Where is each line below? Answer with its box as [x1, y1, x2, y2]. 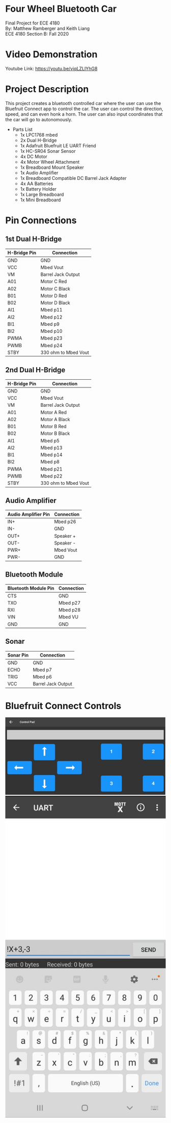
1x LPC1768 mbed [20, 132, 58, 138]
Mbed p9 [40, 321, 60, 327]
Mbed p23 [40, 335, 63, 342]
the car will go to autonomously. [5, 116, 73, 122]
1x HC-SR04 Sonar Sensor [20, 148, 76, 154]
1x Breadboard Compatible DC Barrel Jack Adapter [20, 175, 127, 181]
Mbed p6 [33, 674, 52, 680]
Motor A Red [40, 409, 67, 415]
